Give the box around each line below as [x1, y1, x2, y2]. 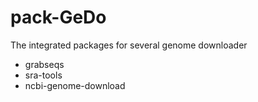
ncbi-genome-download [24, 79, 126, 91]
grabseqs [24, 58, 65, 70]
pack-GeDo [10, 6, 107, 29]
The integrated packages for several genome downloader [10, 39, 248, 51]
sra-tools [24, 69, 63, 81]
